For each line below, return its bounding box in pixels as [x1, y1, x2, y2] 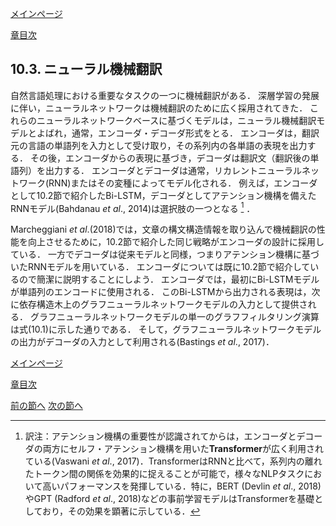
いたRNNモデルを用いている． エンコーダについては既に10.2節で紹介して [10, 261, 311, 273]
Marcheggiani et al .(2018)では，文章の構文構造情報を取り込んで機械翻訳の [10, 223, 317, 236]
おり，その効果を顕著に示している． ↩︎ [41, 505, 201, 517]
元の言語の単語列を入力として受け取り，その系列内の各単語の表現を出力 [10, 139, 308, 151]
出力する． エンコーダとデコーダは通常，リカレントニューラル [44, 164, 302, 176]
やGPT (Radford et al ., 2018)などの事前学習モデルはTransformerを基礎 [24, 493, 315, 505]
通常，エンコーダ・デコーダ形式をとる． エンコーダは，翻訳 [71, 127, 320, 139]
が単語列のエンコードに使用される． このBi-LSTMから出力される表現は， [10, 286, 312, 298]
